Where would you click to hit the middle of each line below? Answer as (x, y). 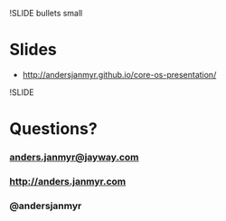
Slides (33, 50)
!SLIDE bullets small (46, 13)
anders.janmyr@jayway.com (74, 158)
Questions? (53, 129)
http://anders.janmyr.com (68, 181)
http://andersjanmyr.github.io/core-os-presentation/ (119, 74)
